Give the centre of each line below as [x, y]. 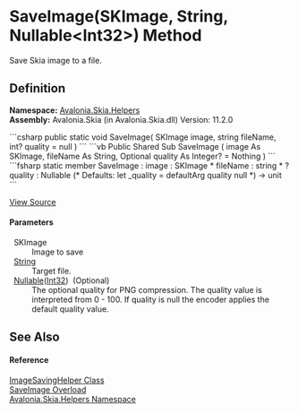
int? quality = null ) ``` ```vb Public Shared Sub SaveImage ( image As [135, 146]
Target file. [51, 271]
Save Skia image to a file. [56, 60]
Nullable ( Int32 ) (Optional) [61, 280]
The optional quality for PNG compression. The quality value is [147, 289]
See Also [34, 337]
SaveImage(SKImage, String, [119, 17]
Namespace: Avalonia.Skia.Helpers [75, 110]
